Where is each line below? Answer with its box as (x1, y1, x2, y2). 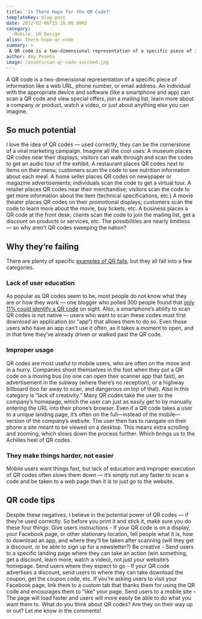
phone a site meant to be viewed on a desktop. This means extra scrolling (6, 423, 189, 431)
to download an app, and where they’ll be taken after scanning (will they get (6, 537, 194, 544)
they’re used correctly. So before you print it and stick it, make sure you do (6, 517, 191, 525)
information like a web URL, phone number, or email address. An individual (6, 82, 191, 89)
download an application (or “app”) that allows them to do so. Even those (6, 318, 188, 325)
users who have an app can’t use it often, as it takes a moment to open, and (6, 324, 194, 331)
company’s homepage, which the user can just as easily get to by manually (6, 398, 192, 405)
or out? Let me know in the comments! (6, 607, 102, 614)
